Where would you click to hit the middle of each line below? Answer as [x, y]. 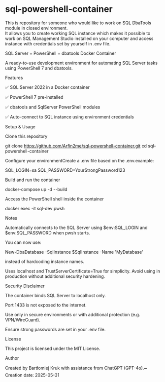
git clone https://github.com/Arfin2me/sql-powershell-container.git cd [76, 146]
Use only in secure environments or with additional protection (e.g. [73, 314]
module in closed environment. [36, 28]
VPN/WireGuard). [23, 320]
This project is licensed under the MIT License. [53, 348]
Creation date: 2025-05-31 [32, 375]
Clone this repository [26, 136]
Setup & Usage [20, 126]
